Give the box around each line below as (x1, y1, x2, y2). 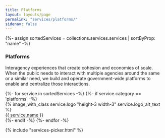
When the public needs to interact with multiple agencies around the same (5, 70, 160, 76)
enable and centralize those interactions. (5, 81, 90, 87)
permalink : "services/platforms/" (5, 17, 78, 22)
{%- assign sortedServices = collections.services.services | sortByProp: (5, 35, 155, 41)
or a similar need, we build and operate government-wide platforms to (5, 75, 151, 81)
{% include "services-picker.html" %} (5, 127, 84, 133)
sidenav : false (5, 21, 37, 27)
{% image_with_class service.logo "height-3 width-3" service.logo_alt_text (5, 101, 160, 107)
